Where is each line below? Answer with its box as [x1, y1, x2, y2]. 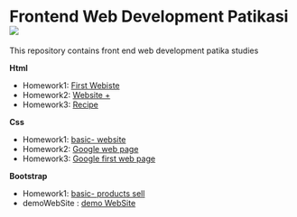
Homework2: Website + [22, 89, 111, 100]
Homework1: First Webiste [22, 79, 120, 91]
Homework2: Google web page [22, 143, 139, 154]
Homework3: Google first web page [22, 153, 156, 164]
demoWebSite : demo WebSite [22, 197, 136, 208]
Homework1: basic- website [22, 133, 126, 145]
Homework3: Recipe [22, 99, 99, 110]
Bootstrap [9, 170, 48, 181]
